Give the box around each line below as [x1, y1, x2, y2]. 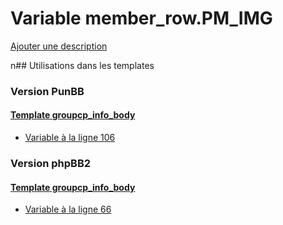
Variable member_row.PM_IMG [10, 7, 273, 30]
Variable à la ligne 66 [24, 203, 112, 216]
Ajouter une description [10, 40, 108, 52]
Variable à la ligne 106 [24, 132, 116, 144]
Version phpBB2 [10, 156, 92, 170]
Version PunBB [10, 84, 85, 98]
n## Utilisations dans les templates [10, 59, 155, 71]
